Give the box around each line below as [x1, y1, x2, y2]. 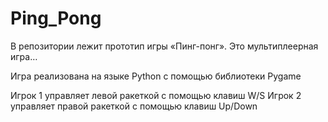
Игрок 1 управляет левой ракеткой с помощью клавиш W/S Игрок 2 [10, 89, 302, 101]
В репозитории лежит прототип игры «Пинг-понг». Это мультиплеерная [10, 40, 319, 52]
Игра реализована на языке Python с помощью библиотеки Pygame [10, 70, 302, 82]
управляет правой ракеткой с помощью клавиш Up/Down [10, 100, 258, 112]
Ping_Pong [10, 7, 102, 30]
